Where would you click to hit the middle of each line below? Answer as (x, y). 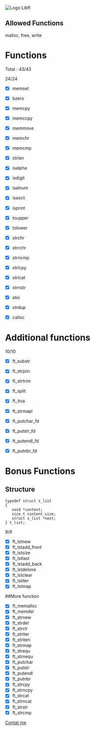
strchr (18, 238)
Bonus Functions (40, 471)
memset (20, 88)
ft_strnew (22, 617)
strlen (18, 158)
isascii (19, 198)
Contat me (16, 723)
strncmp (21, 257)
